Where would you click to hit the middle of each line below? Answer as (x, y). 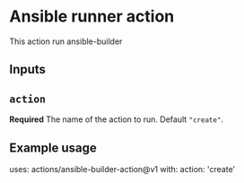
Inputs (28, 70)
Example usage (53, 148)
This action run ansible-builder (66, 41)
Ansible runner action (92, 17)
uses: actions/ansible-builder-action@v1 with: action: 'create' (122, 169)
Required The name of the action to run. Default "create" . (117, 119)
